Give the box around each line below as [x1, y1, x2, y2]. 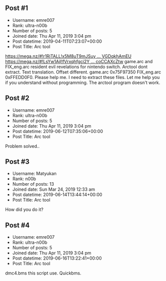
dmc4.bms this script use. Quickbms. [5, 270, 82, 276]
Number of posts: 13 [12, 181, 54, 187]
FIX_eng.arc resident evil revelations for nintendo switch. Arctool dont [5, 64, 148, 70]
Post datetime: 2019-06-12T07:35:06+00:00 [12, 128, 103, 134]
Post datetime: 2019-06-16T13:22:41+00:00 [12, 255, 102, 261]
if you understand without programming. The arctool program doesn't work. [5, 79, 161, 85]
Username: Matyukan [12, 171, 57, 177]
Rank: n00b [12, 176, 36, 182]
